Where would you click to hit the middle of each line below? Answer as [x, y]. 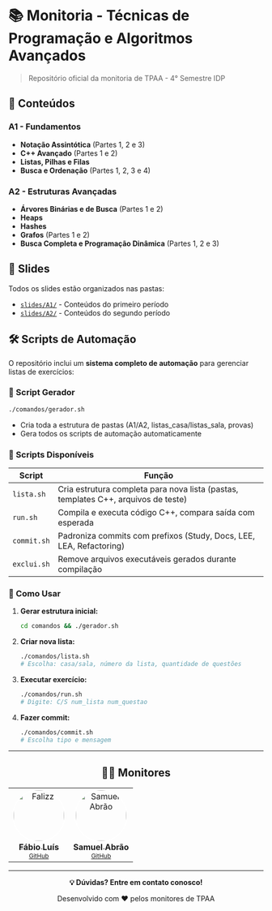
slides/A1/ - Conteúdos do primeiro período [94, 304]
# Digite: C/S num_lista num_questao [84, 702]
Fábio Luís [39, 847]
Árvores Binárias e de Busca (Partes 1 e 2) [91, 208]
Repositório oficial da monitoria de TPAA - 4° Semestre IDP [127, 78]
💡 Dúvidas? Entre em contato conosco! [136, 883]
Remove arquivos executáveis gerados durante [147, 559]
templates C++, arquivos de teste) [123, 500]
